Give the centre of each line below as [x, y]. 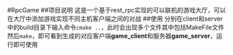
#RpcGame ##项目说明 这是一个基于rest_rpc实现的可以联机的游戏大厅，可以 [116, 10]
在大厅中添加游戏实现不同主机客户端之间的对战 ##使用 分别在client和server [115, 19]
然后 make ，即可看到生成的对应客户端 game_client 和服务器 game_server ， [112, 36]
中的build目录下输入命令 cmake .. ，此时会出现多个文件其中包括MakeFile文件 [116, 27]
